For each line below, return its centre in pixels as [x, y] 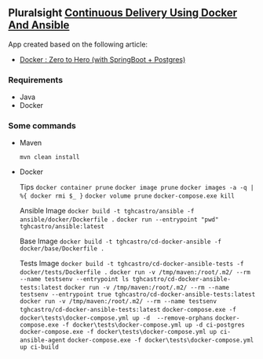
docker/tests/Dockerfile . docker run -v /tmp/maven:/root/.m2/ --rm [135, 272]
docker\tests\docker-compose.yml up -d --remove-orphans [116, 318]
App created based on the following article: [78, 44]
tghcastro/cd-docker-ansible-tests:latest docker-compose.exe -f [128, 310]
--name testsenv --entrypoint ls [74, 279]
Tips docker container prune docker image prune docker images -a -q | [137, 187]
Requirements [36, 80]
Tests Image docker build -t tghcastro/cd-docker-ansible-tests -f [131, 264]
